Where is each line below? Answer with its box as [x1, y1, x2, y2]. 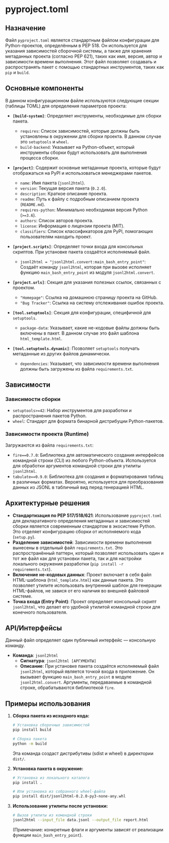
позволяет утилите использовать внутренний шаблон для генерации [12, 582, 162, 588]
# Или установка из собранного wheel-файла [12, 789, 106, 794]
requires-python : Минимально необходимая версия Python [20, 207, 148, 213]
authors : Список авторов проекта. [20, 217, 93, 223]
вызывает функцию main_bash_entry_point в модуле [20, 674, 132, 680]
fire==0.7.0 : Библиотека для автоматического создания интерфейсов [12, 452, 164, 458]
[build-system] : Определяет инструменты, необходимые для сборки [12, 112, 161, 118]
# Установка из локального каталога [12, 775, 90, 780]
